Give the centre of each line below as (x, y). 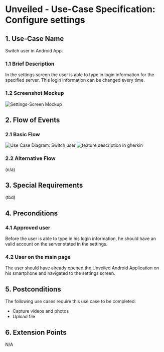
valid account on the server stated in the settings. (56, 244)
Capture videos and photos (41, 311)
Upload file (24, 317)
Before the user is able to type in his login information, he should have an (81, 239)
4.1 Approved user (28, 227)
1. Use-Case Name (35, 39)
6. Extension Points (36, 332)
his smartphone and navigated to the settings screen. (60, 273)
